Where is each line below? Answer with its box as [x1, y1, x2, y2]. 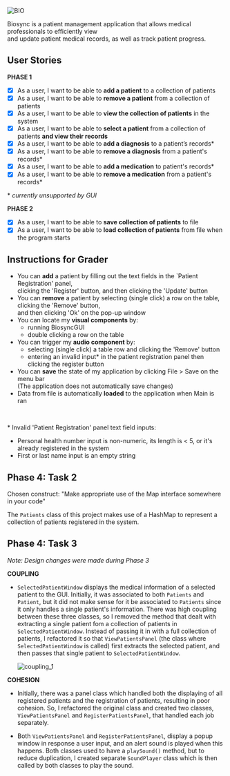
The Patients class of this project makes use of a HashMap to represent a [7, 511, 218, 519]
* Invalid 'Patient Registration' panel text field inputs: [7, 423, 157, 431]
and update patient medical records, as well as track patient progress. [7, 35, 207, 43]
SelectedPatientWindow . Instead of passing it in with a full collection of [17, 627, 217, 635]
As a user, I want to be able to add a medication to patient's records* [17, 162, 215, 171]
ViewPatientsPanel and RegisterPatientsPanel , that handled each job [17, 711, 215, 719]
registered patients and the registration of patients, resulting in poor [17, 696, 211, 704]
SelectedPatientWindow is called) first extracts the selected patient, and [17, 641, 220, 650]
